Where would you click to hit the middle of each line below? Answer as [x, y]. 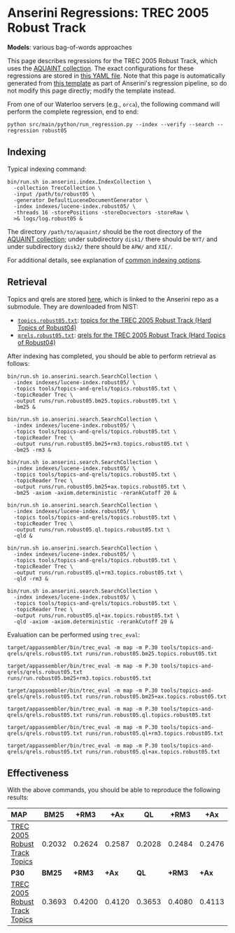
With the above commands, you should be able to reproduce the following [114, 790]
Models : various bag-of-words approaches [70, 47]
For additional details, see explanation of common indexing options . [105, 260]
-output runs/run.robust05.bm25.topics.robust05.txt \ [95, 401]
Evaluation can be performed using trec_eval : [74, 634]
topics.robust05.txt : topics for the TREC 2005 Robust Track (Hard [114, 320]
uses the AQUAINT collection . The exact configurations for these [101, 68]
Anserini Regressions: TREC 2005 [108, 13]
